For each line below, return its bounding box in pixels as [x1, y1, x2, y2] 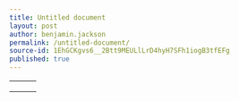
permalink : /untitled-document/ [9, 38, 130, 47]
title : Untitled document [9, 13, 106, 22]
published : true [9, 55, 70, 63]
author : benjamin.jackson [9, 29, 106, 38]
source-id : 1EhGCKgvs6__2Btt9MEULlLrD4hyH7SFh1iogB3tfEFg [9, 46, 230, 55]
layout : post [9, 21, 58, 30]
